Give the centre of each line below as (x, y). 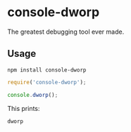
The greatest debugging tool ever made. (66, 32)
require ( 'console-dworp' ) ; (47, 82)
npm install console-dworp (47, 70)
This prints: (24, 108)
